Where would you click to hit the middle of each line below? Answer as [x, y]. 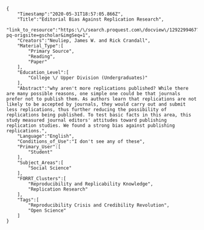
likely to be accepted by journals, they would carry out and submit [96, 104]
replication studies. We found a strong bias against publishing [90, 126]
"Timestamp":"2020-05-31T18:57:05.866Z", [70, 14]
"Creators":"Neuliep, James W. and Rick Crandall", [84, 41]
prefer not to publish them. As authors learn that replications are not [102, 99]
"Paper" [38, 62]
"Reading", [42, 56]
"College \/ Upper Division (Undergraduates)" [88, 78]
